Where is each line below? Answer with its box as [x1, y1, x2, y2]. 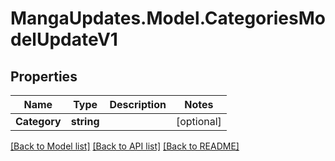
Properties [10, 68, 78, 85]
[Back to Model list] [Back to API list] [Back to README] [10, 140, 240, 152]
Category [15, 115, 62, 128]
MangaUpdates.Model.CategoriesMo [10, 7, 326, 30]
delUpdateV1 [10, 28, 118, 51]
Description [109, 98, 167, 111]
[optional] [175, 115, 222, 128]
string [70, 115, 100, 128]
